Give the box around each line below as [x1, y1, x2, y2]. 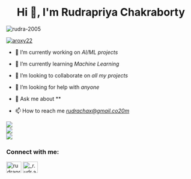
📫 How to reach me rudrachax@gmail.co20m [14, 107, 130, 114]
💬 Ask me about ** [14, 95, 61, 102]
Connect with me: [6, 147, 59, 156]
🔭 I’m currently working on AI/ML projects [14, 48, 118, 56]
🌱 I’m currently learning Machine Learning [14, 60, 120, 67]
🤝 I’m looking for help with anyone [14, 83, 100, 91]
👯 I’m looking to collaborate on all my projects [14, 71, 128, 79]
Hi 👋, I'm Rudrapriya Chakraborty [17, 5, 185, 19]
